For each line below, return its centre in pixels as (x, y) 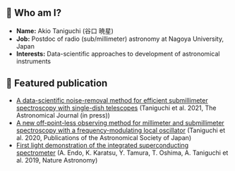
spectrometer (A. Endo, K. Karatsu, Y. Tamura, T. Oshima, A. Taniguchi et (122, 153)
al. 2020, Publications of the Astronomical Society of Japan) (103, 137)
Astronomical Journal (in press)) (63, 115)
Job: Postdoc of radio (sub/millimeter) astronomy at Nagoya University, (120, 39)
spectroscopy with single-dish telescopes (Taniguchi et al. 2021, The (116, 108)
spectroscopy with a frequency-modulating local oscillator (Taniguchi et (121, 130)
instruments (34, 61)
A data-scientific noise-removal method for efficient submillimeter (112, 100)
